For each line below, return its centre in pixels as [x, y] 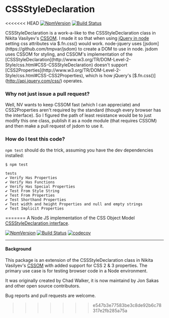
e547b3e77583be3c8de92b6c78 [127, 305]
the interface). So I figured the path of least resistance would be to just [78, 115]
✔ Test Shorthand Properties [36, 200]
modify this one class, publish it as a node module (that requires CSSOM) [81, 121]
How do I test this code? [35, 139]
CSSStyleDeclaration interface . [37, 223]
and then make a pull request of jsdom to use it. [55, 126]
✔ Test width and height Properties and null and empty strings [74, 204]
